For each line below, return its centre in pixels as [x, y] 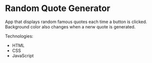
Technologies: [19, 36]
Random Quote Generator [58, 8]
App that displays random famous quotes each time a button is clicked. [76, 22]
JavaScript [23, 55]
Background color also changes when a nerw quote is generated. [70, 26]
